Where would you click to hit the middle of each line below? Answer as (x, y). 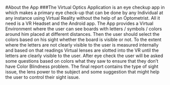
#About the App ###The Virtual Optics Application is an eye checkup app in (85, 7)
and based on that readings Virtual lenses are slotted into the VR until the (82, 50)
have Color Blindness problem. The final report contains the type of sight (82, 66)
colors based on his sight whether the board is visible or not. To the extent (83, 39)
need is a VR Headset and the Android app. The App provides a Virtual (79, 23)
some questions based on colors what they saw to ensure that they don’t (82, 61)
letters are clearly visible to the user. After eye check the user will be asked (84, 56)
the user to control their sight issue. (43, 77)
